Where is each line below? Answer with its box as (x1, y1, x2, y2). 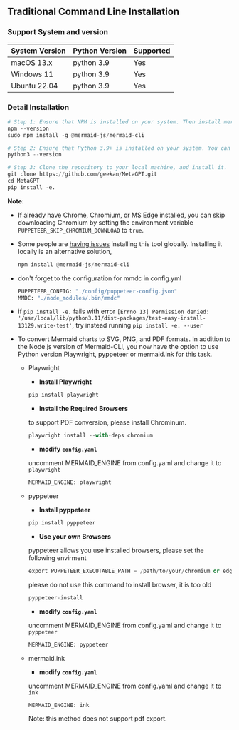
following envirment (28, 553, 87, 562)
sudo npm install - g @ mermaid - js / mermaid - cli (7, 131, 144, 138)
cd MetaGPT (7, 178, 40, 185)
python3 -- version (7, 151, 62, 158)
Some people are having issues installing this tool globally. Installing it (17, 239, 223, 248)
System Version (11, 46, 66, 56)
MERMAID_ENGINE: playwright (28, 479, 112, 486)
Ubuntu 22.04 (11, 81, 58, 91)
